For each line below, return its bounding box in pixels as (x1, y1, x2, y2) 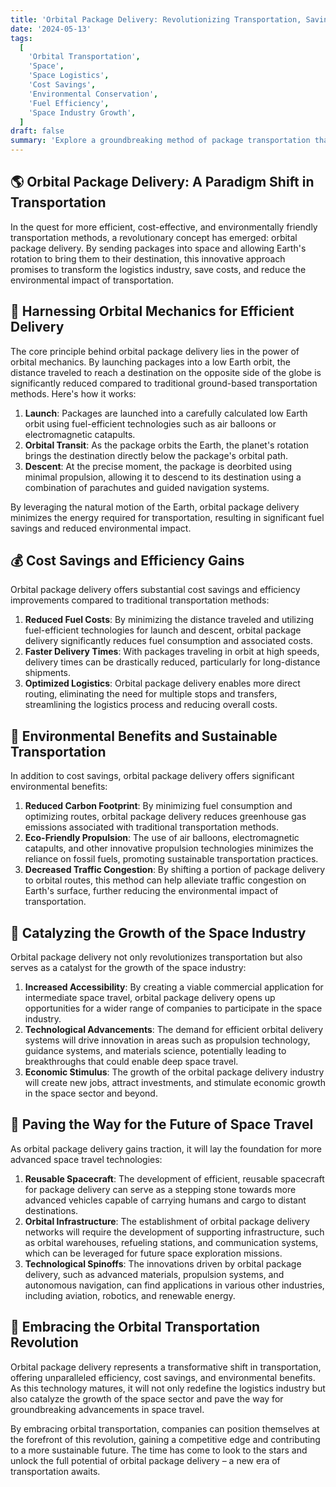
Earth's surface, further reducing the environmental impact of (24, 885, 279, 897)
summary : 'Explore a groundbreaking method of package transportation (10, 136, 311, 146)
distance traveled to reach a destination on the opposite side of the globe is (10, 366, 322, 378)
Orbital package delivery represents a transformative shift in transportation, (10, 1361, 322, 1373)
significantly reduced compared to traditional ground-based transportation (10, 377, 318, 389)
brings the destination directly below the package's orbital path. (24, 449, 289, 461)
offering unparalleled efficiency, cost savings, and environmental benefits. (10, 1371, 316, 1383)
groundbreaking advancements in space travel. (10, 1403, 205, 1415)
